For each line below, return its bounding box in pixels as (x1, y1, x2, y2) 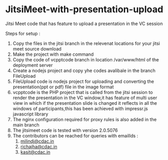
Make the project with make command (12, 51, 94, 57)
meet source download (12, 45, 61, 52)
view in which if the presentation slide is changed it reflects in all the (12, 100, 157, 106)
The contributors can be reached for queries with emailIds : (12, 132, 138, 139)
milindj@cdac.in (20, 138, 54, 144)
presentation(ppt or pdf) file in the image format (12, 83, 114, 90)
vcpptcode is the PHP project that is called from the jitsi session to (12, 89, 153, 95)
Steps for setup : (5, 30, 40, 36)
